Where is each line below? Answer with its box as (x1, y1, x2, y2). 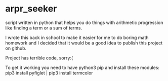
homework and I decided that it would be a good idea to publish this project (5, 39, 163, 45)
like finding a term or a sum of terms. (5, 24, 82, 30)
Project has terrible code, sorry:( (5, 54, 73, 60)
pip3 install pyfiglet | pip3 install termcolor (5, 69, 93, 75)
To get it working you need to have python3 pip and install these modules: (5, 64, 159, 70)
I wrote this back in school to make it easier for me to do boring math (5, 34, 149, 40)
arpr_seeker (5, 3, 57, 14)
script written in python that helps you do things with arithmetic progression (5, 19, 163, 25)
